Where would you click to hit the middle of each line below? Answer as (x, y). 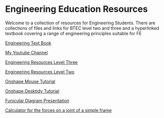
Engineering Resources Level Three (41, 62)
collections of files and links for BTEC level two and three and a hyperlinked (82, 28)
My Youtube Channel (27, 53)
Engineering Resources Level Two (40, 72)
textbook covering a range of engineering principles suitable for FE (74, 33)
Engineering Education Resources (77, 9)
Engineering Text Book (28, 43)
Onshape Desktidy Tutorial (32, 91)
